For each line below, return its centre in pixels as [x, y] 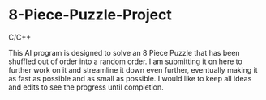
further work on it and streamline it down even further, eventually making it [133, 69]
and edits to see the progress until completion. [86, 87]
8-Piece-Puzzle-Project [90, 15]
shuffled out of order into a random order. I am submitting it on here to [126, 61]
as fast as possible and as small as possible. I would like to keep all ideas [130, 78]
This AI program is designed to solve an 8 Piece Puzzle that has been [124, 52]
